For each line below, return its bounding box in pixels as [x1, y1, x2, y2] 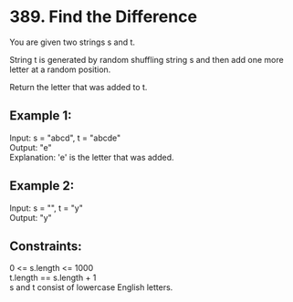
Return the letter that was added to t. [9, 81, 148, 92]
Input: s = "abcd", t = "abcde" [9, 132, 121, 143]
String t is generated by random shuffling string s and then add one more [9, 54, 285, 65]
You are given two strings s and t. [9, 36, 135, 47]
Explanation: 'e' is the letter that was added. [9, 151, 174, 162]
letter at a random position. [9, 64, 111, 75]
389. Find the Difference [9, 6, 198, 27]
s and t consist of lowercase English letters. [9, 282, 173, 293]
